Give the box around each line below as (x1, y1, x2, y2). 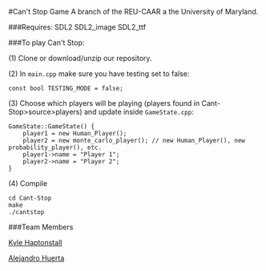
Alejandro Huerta (8, 253, 65, 263)
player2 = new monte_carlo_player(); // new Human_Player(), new (22, 136, 246, 144)
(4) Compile (8, 179, 48, 188)
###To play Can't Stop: (8, 38, 85, 47)
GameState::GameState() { (8, 123, 95, 131)
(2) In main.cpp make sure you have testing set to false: (8, 69, 190, 79)
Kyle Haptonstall (8, 238, 62, 247)
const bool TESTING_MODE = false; (8, 84, 124, 92)
